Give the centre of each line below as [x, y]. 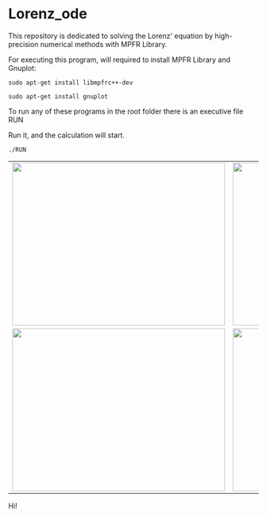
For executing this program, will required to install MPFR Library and [119, 60]
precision [23, 44]
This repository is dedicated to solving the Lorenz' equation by [110, 36]
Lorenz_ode [48, 14]
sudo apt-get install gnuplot [58, 96]
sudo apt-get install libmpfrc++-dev [71, 83]
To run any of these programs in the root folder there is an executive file [126, 111]
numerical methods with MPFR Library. [104, 44]
